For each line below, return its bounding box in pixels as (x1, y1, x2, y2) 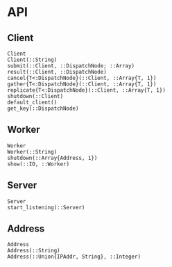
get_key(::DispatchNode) (7, 105, 79, 112)
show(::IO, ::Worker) (7, 161, 70, 168)
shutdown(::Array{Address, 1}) (7, 154, 98, 161)
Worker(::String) (7, 148, 58, 155)
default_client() (7, 99, 58, 106)
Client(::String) (7, 56, 58, 63)
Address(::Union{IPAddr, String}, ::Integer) (7, 253, 141, 261)
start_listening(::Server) (7, 204, 85, 211)
